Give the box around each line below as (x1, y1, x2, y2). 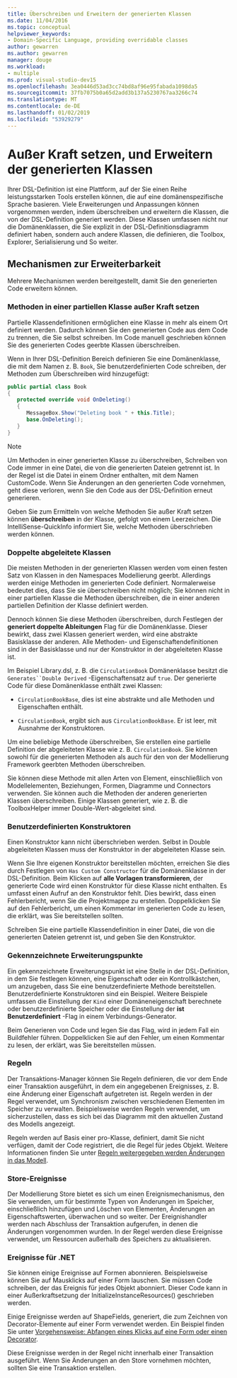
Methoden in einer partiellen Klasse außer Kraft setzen (7, 302, 200, 312)
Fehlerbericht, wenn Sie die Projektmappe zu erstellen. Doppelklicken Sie (7, 897, 221, 905)
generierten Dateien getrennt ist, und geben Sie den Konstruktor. (7, 933, 196, 942)
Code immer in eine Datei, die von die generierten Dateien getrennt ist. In (7, 463, 221, 472)
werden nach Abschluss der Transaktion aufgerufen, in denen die (7, 1220, 198, 1229)
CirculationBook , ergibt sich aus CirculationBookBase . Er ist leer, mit (17, 716, 217, 725)
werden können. (7, 529, 55, 538)
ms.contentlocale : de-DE (7, 103, 81, 110)
